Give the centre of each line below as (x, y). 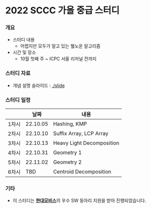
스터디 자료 (18, 73)
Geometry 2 (68, 162)
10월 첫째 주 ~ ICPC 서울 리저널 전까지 (58, 59)
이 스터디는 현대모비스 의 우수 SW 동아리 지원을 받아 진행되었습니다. (79, 201)
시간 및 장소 (24, 53)
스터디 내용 (24, 40)
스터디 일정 (18, 100)
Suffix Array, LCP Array (81, 134)
